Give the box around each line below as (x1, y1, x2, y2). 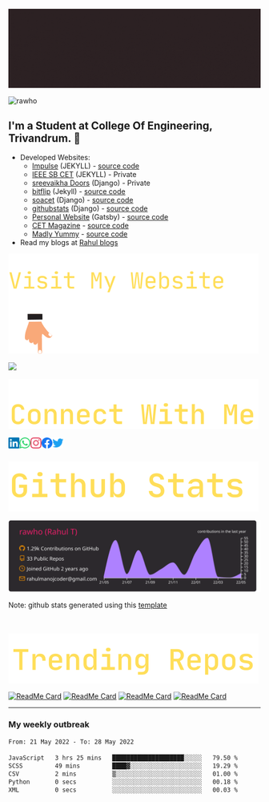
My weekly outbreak (8, 719, 90, 730)
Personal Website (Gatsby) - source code (31, 212, 169, 222)
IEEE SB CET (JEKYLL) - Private (31, 170, 137, 179)
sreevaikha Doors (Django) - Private (31, 178, 151, 188)
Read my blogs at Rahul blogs (19, 238, 118, 248)
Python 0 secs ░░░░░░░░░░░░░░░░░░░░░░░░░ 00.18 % (8, 778, 239, 786)
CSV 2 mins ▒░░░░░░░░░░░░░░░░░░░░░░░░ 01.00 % (8, 770, 239, 778)
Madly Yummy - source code (31, 229, 128, 239)
